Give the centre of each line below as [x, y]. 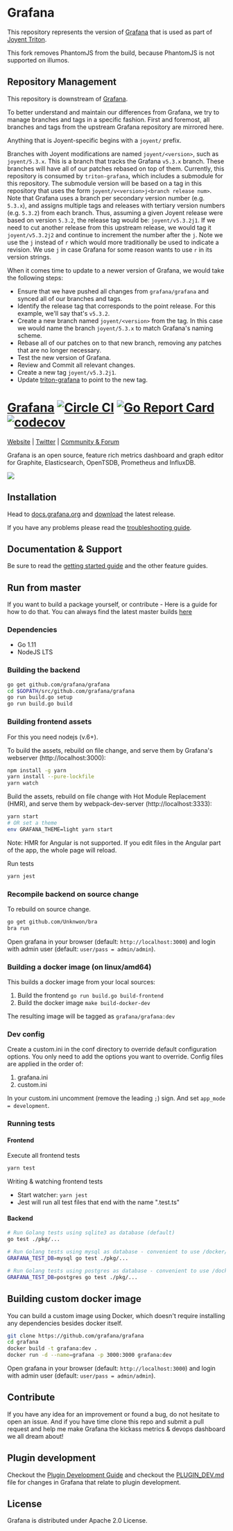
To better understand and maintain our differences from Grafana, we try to [113, 112]
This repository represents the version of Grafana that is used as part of [110, 32]
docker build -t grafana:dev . [52, 1349]
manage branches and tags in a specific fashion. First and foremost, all [109, 119]
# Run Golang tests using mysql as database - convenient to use [103, 1252]
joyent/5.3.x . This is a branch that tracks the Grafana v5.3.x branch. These [116, 161]
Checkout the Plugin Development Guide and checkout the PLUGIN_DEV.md [116, 1475]
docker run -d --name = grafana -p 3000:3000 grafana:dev [89, 1355]
